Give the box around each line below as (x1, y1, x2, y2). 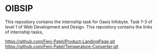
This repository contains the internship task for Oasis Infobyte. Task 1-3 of (5, 19, 153, 25)
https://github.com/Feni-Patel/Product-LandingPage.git (5, 38, 115, 44)
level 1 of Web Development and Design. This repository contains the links (5, 24, 153, 29)
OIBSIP (5, 3, 33, 14)
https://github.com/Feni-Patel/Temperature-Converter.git (5, 43, 119, 49)
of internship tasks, (5, 29, 43, 35)
